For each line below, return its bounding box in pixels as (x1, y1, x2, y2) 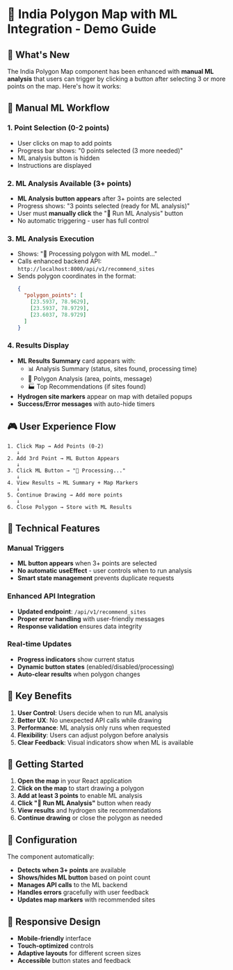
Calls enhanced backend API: (17, 257, 102, 265)
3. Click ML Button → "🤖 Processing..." (7, 467, 127, 474)
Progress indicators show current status (17, 655, 135, 664)
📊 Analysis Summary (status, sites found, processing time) (27, 364, 198, 373)
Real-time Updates (7, 639, 72, 649)
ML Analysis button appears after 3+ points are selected (17, 194, 182, 203)
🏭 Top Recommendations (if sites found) (27, 382, 146, 391)
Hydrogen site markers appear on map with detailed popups (17, 392, 193, 400)
